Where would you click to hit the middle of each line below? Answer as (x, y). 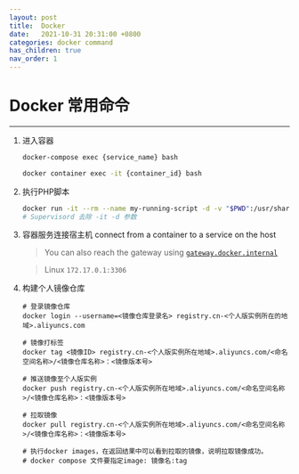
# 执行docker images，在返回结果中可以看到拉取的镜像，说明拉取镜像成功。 (145, 452)
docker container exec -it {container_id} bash (112, 173)
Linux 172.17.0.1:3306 (85, 270)
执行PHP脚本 (46, 192)
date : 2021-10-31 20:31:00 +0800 (75, 34)
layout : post (33, 17)
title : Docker (37, 26)
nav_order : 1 (33, 59)
